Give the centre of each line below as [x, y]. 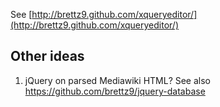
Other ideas [47, 56]
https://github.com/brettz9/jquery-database [115, 91]
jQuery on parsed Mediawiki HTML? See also [118, 80]
